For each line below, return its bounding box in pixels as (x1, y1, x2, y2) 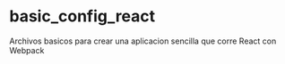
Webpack (9, 44, 45, 55)
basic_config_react (9, 6, 155, 27)
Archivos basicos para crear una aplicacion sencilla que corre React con (9, 36, 277, 46)
